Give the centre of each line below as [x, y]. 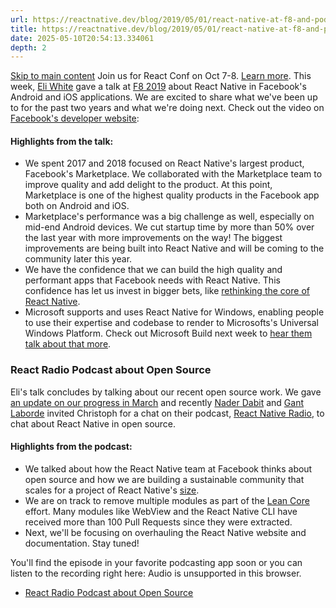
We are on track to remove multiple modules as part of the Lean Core [167, 500]
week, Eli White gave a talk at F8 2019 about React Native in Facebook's [158, 87]
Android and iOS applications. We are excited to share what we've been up [164, 97]
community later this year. [78, 259]
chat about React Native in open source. [93, 423]
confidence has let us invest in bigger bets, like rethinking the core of [167, 291]
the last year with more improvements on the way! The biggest [153, 238]
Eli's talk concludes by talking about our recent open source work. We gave [166, 392]
